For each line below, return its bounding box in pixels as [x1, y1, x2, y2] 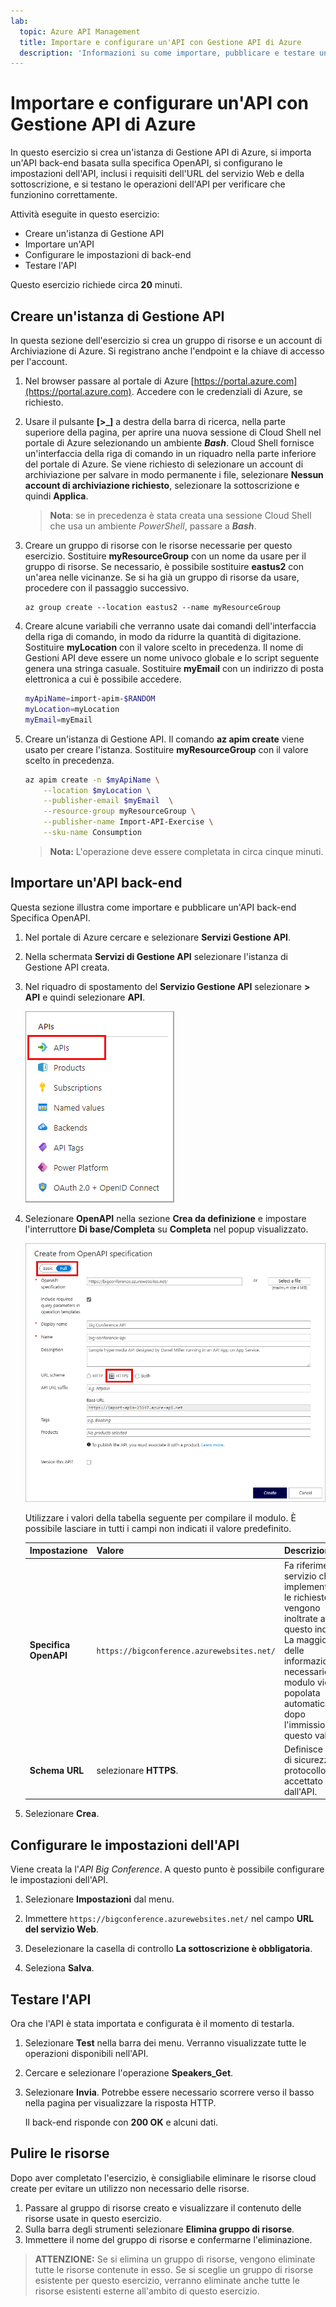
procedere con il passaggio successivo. [24, 582, 190, 594]
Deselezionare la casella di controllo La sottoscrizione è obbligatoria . [24, 1943, 313, 1955]
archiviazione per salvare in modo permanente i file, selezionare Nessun [24, 469, 324, 480]
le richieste [283, 1591, 330, 1603]
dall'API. [283, 1785, 318, 1797]
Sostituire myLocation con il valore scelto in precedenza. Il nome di [24, 641, 304, 653]
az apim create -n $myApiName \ [24, 775, 160, 785]
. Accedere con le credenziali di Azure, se [131, 386, 303, 397]
